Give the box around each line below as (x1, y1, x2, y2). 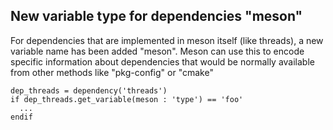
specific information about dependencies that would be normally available (10, 55, 315, 68)
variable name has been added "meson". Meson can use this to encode (10, 45, 305, 57)
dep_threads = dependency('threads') (10, 85, 168, 96)
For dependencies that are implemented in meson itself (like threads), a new (10, 34, 324, 46)
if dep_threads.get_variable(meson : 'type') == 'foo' (10, 94, 244, 104)
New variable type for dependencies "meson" (10, 8, 303, 25)
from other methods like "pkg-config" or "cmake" (10, 66, 214, 78)
